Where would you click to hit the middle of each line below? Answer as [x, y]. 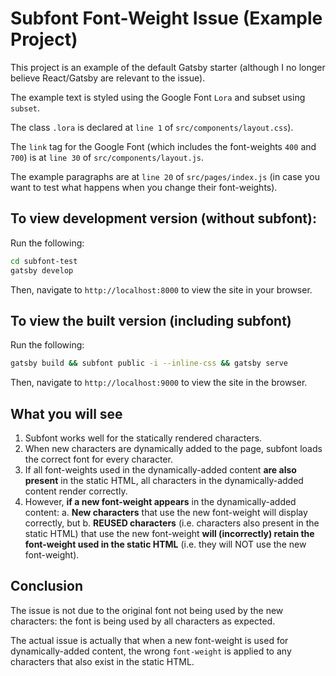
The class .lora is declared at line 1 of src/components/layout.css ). [152, 127]
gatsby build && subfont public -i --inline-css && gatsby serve [149, 363]
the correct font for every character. [98, 459]
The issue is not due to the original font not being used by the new [147, 610]
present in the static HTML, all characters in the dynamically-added [164, 480]
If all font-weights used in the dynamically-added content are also [160, 470]
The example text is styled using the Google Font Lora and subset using [158, 97]
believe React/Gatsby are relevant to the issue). [108, 78]
